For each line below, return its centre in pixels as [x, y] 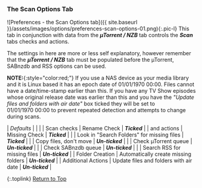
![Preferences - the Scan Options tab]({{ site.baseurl [72, 22]
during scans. [24, 116]
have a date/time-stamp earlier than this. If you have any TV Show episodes [101, 91]
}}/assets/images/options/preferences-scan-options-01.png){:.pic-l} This [98, 29]
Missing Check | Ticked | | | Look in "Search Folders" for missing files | [95, 135]
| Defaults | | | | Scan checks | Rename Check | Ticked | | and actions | [95, 129]
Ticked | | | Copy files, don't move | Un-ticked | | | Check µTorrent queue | [99, 141]
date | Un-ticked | [29, 167]
